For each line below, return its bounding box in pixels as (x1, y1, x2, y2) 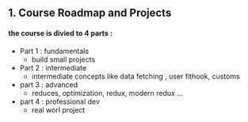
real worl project (31, 105, 86, 114)
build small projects (31, 55, 96, 64)
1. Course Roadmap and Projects (8, 6, 172, 20)
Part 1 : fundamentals (19, 46, 90, 55)
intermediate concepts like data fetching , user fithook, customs (31, 71, 240, 81)
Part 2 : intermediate (19, 63, 87, 72)
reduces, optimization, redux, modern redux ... (31, 88, 184, 97)
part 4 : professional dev (19, 97, 101, 106)
